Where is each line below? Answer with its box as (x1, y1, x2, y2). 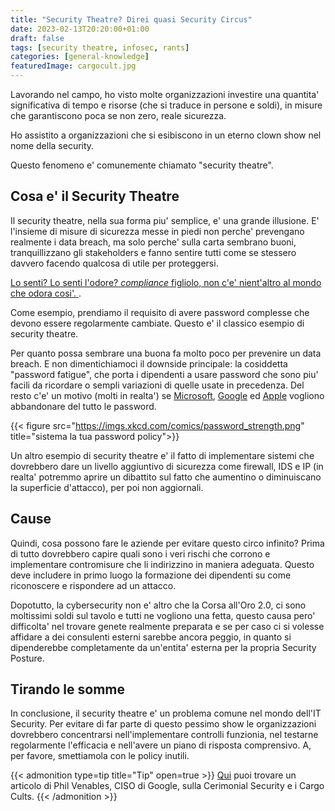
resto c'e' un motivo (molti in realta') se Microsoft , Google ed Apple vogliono (10, 389, 325, 401)
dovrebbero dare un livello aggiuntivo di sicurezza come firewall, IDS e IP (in (10, 460, 324, 472)
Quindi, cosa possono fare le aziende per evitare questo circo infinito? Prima (10, 537, 325, 549)
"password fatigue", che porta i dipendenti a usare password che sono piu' (10, 368, 319, 380)
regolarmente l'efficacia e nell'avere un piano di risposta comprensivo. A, (10, 739, 312, 751)
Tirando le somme (10, 681, 125, 698)
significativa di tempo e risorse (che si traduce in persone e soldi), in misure (10, 99, 323, 111)
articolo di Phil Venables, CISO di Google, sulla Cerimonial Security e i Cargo (10, 780, 325, 792)
